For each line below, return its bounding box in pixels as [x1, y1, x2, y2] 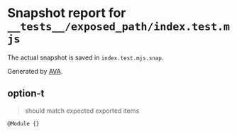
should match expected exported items [24, 106, 140, 115]
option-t [7, 87, 45, 100]
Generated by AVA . [7, 67, 63, 75]
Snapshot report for [7, 5, 126, 21]
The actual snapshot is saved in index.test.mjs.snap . [7, 53, 164, 62]
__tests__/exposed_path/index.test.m [7, 20, 231, 33]
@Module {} [7, 120, 40, 127]
